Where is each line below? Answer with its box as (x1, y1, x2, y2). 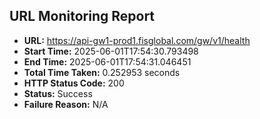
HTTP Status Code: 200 (23, 77, 125, 89)
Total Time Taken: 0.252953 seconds (23, 66, 181, 78)
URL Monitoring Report (9, 8, 156, 25)
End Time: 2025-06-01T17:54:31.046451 (23, 55, 192, 68)
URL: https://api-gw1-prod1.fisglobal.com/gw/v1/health (23, 34, 251, 46)
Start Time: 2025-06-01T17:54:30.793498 (23, 45, 199, 57)
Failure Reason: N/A (23, 98, 109, 110)
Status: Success (23, 87, 93, 99)
